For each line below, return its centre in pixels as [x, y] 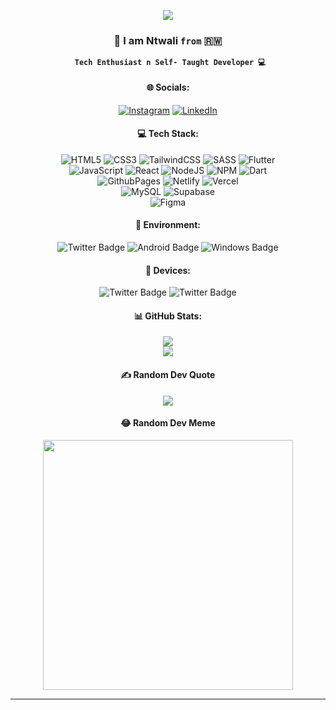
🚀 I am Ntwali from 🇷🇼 [168, 40]
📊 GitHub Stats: [168, 316]
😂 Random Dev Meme [168, 423]
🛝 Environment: [168, 225]
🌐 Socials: [168, 87]
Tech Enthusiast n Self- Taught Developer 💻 [170, 63]
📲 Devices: [168, 270]
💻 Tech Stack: [168, 134]
